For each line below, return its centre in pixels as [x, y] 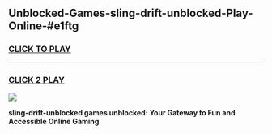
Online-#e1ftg [44, 26]
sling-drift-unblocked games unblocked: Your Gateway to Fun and [122, 112]
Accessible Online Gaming [54, 121]
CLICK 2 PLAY [36, 80]
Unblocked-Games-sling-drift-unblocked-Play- [131, 13]
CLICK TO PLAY [40, 50]
